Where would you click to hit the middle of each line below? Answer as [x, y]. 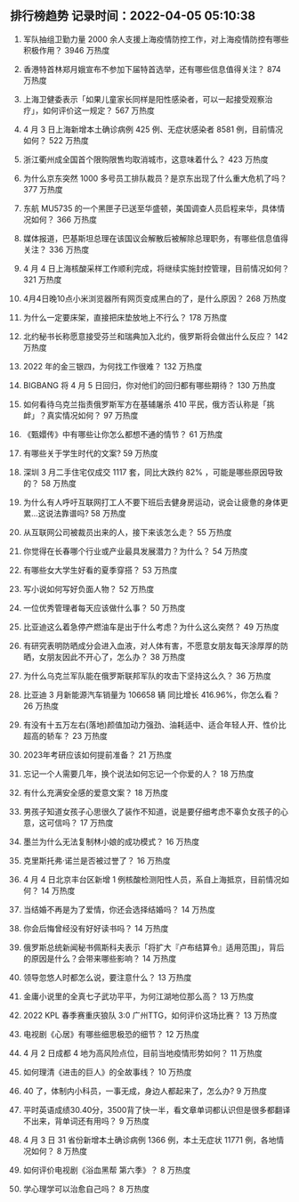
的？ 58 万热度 [49, 483]
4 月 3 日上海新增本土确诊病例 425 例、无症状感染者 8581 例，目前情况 [153, 129]
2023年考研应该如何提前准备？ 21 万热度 [97, 754]
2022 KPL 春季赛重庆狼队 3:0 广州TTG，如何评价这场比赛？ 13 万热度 [150, 1015]
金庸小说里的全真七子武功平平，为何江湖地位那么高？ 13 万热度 [138, 996]
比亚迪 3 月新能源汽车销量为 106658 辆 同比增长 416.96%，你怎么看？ [151, 694]
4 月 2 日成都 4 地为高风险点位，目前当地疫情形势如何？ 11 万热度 [143, 1052]
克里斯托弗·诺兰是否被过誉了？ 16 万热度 [97, 860]
